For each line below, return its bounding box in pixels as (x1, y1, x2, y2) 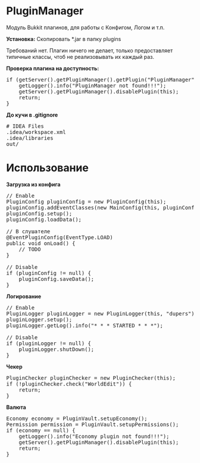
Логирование (6, 293, 42, 300)
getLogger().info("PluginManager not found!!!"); (18, 82, 167, 89)
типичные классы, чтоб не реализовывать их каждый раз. (6, 53, 155, 60)
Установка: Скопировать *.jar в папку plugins (6, 35, 121, 42)
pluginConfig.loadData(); (6, 216, 82, 223)
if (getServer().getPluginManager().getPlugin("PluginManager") (6, 76, 198, 83)
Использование (6, 161, 89, 175)
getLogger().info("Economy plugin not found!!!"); (18, 433, 170, 440)
